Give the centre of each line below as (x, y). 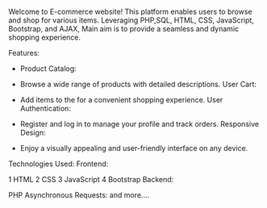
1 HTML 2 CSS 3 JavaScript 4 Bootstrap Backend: (91, 179)
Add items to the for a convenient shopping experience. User (121, 100)
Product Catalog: (48, 69)
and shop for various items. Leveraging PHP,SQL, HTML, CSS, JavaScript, (131, 20)
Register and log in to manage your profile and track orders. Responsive (140, 124)
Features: (24, 53)
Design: (33, 133)
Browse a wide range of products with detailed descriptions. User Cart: (138, 84)
